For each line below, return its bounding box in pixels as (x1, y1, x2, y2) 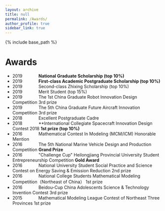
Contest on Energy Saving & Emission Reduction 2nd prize (12, 168, 131, 174)
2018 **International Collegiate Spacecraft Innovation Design (12, 120, 153, 126)
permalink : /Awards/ (5, 16, 48, 21)
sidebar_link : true (5, 26, 45, 31)
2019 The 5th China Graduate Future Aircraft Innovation (12, 105, 140, 110)
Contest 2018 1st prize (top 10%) (12, 126, 80, 132)
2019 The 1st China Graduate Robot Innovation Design (12, 94, 137, 100)
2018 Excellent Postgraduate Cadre (12, 115, 99, 121)
